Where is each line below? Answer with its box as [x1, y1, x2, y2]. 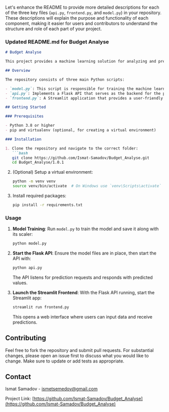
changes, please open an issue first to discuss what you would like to [5, 352, 149, 358]
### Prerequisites [5, 114, 44, 119]
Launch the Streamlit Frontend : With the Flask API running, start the [12, 289, 155, 295]
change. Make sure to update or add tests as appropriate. [5, 358, 125, 364]
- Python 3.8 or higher [5, 123, 55, 128]
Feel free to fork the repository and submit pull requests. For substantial [5, 347, 154, 353]
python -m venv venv [12, 179, 56, 184]
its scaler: [12, 231, 33, 237]
